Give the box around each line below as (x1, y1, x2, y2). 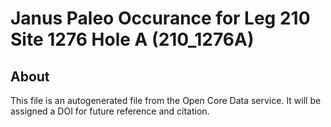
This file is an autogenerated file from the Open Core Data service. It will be (10, 95, 322, 106)
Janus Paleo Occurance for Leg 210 (10, 7, 311, 30)
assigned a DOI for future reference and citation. (10, 105, 210, 117)
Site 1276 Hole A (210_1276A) (10, 28, 255, 51)
